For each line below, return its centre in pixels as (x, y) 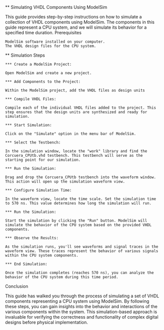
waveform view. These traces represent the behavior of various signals (82, 251)
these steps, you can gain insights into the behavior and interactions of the (81, 306)
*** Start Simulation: (28, 125)
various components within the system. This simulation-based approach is (81, 312)
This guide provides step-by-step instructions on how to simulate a (74, 17)
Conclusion (17, 286)
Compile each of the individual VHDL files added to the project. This (81, 108)
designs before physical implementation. (47, 322)
